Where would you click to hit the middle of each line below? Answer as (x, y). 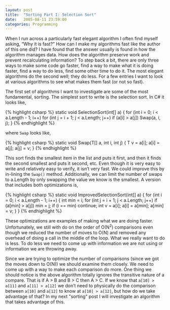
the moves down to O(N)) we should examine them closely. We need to (79, 264)
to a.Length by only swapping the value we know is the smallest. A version (83, 180)
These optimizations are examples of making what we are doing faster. (79, 221)
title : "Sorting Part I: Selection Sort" (51, 15)
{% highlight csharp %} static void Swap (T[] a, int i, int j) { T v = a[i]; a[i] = (82, 143)
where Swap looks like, (28, 133)
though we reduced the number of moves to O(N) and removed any (76, 232)
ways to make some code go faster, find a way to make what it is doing (79, 66)
